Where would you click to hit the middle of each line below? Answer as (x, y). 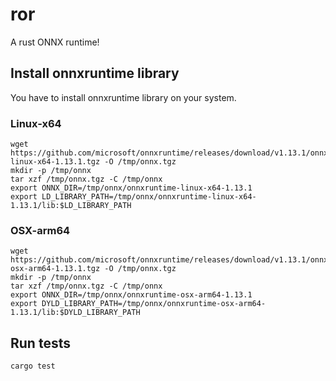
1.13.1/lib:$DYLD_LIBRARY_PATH (75, 313)
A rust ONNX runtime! (55, 42)
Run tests (40, 343)
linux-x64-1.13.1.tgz (55, 162)
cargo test (33, 366)
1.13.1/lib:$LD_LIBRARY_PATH (71, 206)
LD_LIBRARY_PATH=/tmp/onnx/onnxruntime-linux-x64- (149, 197)
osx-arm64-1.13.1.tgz (55, 269)
